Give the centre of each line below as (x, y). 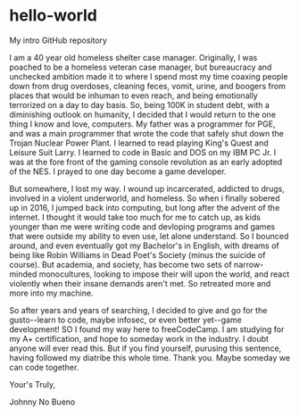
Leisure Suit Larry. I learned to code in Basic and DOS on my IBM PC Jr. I (143, 152)
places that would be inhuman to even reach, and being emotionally (134, 96)
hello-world (54, 16)
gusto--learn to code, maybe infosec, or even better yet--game (126, 320)
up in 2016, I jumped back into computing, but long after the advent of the (145, 207)
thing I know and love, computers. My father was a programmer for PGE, (142, 124)
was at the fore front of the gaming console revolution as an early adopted (146, 162)
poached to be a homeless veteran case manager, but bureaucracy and (141, 67)
